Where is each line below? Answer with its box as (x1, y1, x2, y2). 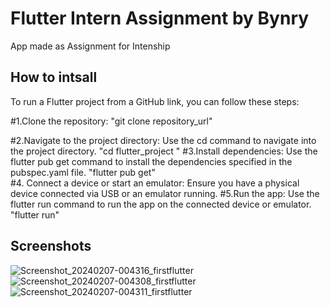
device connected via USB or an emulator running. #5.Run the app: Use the (10, 187, 320, 199)
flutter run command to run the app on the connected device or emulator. (10, 198, 312, 210)
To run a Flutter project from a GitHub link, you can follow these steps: (10, 95, 300, 107)
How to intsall (10, 69, 98, 86)
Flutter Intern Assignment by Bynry (10, 7, 310, 30)
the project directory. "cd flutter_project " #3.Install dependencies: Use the (10, 145, 318, 157)
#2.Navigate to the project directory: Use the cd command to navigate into (10, 134, 317, 146)
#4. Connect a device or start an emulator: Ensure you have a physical (10, 177, 300, 189)
